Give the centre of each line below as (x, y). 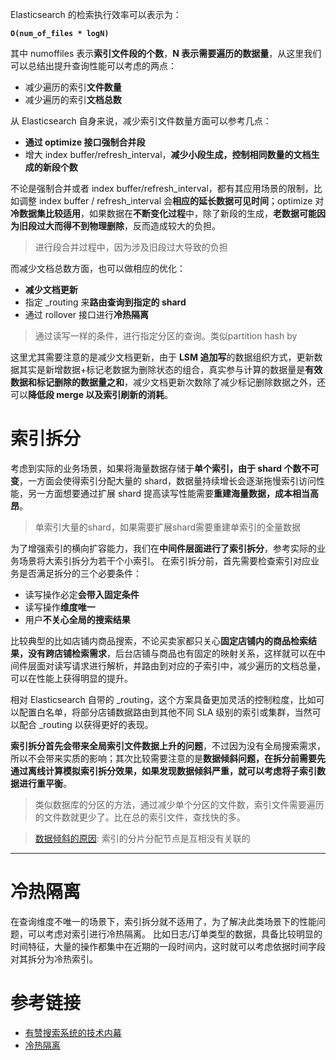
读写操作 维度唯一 (60, 607)
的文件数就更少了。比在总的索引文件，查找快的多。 (140, 817)
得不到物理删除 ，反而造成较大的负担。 (141, 226)
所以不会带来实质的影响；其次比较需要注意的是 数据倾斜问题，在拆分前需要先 (168, 758)
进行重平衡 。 (45, 783)
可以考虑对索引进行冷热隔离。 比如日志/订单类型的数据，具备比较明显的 (175, 934)
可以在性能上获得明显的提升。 (71, 678)
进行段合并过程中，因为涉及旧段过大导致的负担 (131, 247)
